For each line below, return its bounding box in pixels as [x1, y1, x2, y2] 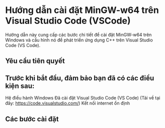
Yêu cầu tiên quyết [5, 57, 65, 65]
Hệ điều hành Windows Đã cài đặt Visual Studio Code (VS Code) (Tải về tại [5, 95, 160, 101]
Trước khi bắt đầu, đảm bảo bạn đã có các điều [5, 73, 154, 82]
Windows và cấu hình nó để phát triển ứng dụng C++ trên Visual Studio [5, 37, 153, 43]
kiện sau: [5, 81, 35, 90]
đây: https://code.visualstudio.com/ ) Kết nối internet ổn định [5, 100, 130, 106]
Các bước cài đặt [5, 114, 59, 123]
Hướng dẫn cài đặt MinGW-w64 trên [5, 4, 159, 16]
